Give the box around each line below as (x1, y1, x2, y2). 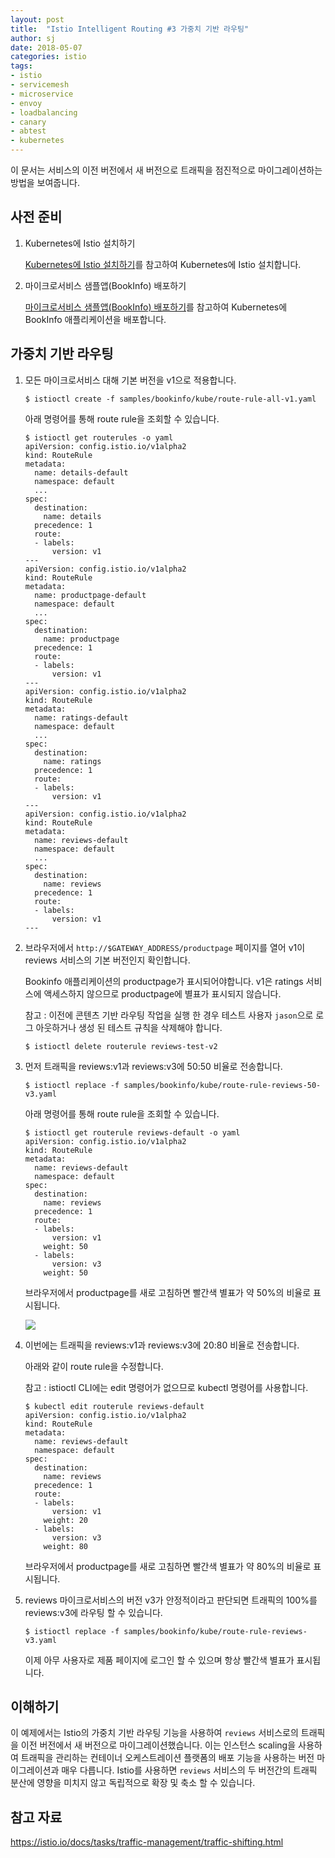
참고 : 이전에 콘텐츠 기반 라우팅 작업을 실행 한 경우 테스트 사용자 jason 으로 (24, 1009, 314, 1021)
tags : (10, 61, 33, 71)
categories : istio (10, 52, 87, 62)
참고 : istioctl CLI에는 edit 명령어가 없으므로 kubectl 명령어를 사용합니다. (24, 1381, 309, 1393)
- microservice (10, 89, 74, 99)
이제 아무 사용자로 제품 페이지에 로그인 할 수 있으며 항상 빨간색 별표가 (24, 1654, 295, 1666)
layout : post (10, 14, 65, 25)
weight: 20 (43, 1515, 89, 1525)
